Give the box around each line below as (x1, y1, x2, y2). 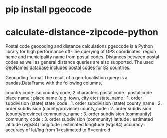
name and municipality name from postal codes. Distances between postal (5, 54, 159, 60)
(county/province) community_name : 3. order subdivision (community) (5, 111, 152, 117)
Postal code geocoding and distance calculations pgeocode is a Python (5, 43, 153, 49)
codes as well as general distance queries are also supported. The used (5, 59, 154, 65)
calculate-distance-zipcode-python (5, 27, 159, 38)
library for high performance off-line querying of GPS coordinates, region (5, 49, 156, 55)
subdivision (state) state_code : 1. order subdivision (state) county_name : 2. (5, 100, 162, 106)
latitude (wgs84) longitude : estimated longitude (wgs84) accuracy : (5, 122, 146, 128)
